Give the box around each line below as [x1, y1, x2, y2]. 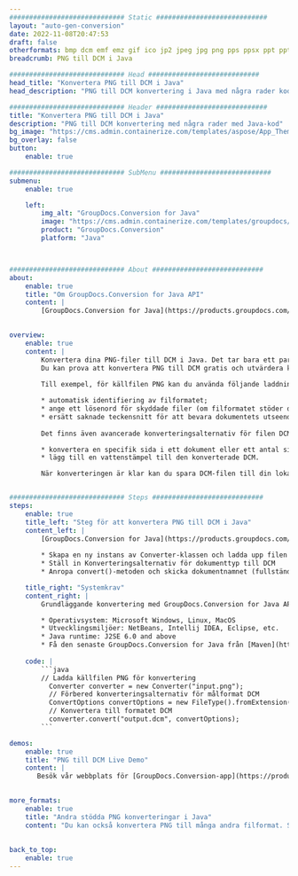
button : [9, 144, 38, 153]
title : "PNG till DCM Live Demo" [25, 755, 149, 764]
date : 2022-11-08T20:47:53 [9, 29, 109, 38]
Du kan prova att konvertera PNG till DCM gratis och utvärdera [41, 364, 284, 372]
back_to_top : [9, 846, 58, 855]
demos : [9, 739, 34, 747]
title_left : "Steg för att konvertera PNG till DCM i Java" [25, 518, 252, 527]
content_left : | [25, 526, 86, 535]
